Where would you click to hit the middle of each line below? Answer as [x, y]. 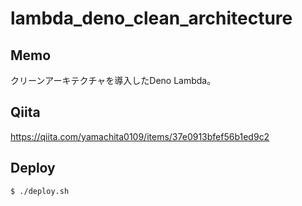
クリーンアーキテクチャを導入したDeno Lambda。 [113, 80]
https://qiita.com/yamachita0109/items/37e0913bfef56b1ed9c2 [140, 136]
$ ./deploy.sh [40, 191]
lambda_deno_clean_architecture [151, 18]
